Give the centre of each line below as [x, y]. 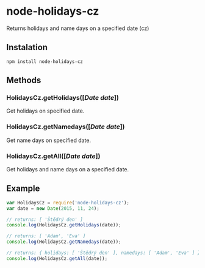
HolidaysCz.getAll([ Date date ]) [53, 156]
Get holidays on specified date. [45, 111]
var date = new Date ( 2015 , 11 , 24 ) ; [53, 208]
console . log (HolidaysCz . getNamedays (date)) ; [64, 242]
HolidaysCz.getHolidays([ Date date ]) [63, 98]
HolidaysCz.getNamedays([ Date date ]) [66, 127]
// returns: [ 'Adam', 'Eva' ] [46, 236]
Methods [24, 80]
